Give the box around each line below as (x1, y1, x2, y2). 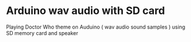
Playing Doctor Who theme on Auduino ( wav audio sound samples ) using (6, 23, 186, 30)
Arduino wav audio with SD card (6, 4, 165, 17)
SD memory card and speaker (6, 29, 79, 36)
